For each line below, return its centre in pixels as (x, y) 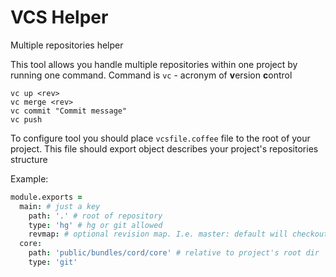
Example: (29, 178)
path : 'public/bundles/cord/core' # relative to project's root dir (174, 253)
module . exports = (46, 197)
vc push (26, 119)
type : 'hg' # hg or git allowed (95, 225)
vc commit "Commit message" (69, 111)
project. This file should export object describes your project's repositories (164, 148)
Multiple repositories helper (67, 45)
